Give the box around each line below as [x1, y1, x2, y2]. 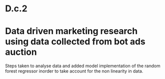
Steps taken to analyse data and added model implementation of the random [5, 63, 161, 69]
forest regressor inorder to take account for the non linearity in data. [5, 68, 144, 74]
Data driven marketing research [5, 26, 138, 37]
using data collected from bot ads [5, 36, 146, 47]
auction [5, 46, 37, 58]
